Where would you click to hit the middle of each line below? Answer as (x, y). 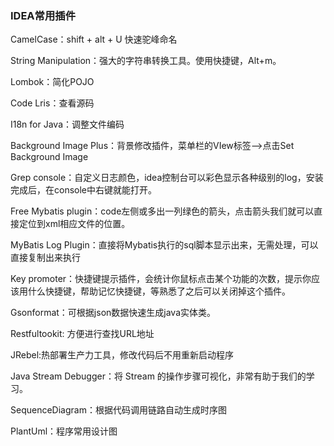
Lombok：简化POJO (52, 82)
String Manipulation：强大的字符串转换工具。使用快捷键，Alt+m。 (146, 61)
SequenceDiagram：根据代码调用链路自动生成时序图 (118, 410)
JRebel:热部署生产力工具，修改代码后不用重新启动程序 (122, 355)
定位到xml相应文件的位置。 (74, 224)
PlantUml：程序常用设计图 (64, 431)
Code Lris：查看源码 (52, 103)
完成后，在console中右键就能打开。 (84, 190)
